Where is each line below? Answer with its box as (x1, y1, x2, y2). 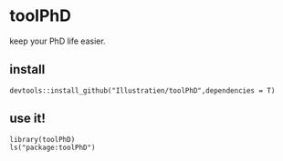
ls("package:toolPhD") (9, 143, 96, 152)
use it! (9, 111, 46, 126)
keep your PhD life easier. (9, 35, 107, 46)
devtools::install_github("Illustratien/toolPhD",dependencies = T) (9, 86, 276, 96)
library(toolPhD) (9, 135, 76, 144)
